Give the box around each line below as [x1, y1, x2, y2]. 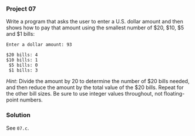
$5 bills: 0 [8, 62, 38, 69]
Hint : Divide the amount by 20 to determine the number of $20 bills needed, [6, 78, 190, 85]
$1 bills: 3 [8, 67, 38, 73]
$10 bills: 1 [6, 57, 38, 63]
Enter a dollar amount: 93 [6, 42, 72, 48]
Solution [6, 111, 31, 119]
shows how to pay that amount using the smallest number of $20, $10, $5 [6, 24, 184, 31]
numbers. [19, 96, 43, 104]
